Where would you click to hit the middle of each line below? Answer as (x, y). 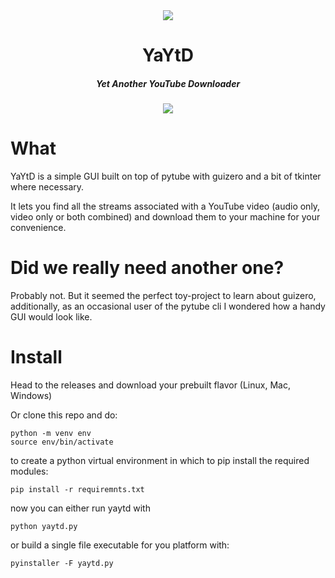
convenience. (38, 228)
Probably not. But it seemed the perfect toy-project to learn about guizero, (163, 296)
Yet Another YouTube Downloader (168, 83)
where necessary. (47, 187)
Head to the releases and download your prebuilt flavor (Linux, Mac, (150, 385)
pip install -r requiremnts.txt (77, 489)
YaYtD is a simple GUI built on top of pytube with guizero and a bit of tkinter (166, 176)
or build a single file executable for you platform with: (120, 545)
